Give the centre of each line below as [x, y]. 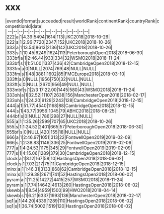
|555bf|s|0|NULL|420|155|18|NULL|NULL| [48, 132]
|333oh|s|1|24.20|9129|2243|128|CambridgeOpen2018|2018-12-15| [74, 100]
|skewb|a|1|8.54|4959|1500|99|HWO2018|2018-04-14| [61, 190]
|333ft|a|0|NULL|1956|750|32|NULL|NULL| [49, 79]
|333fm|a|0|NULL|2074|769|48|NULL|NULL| [51, 68]
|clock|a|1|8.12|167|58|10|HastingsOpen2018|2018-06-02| [64, 158]
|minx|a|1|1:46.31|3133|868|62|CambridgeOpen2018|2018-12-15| [71, 169]
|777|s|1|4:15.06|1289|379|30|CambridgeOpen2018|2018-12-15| [70, 153]
